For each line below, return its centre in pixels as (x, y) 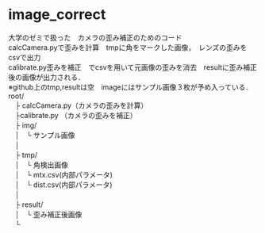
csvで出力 (25, 57)
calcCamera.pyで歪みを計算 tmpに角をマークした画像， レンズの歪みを (128, 47)
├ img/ (26, 125)
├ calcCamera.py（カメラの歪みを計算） (81, 105)
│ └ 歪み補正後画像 (48, 214)
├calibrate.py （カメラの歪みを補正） (76, 115)
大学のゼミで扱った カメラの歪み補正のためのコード (95, 37)
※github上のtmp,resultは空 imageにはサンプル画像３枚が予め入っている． (131, 87)
